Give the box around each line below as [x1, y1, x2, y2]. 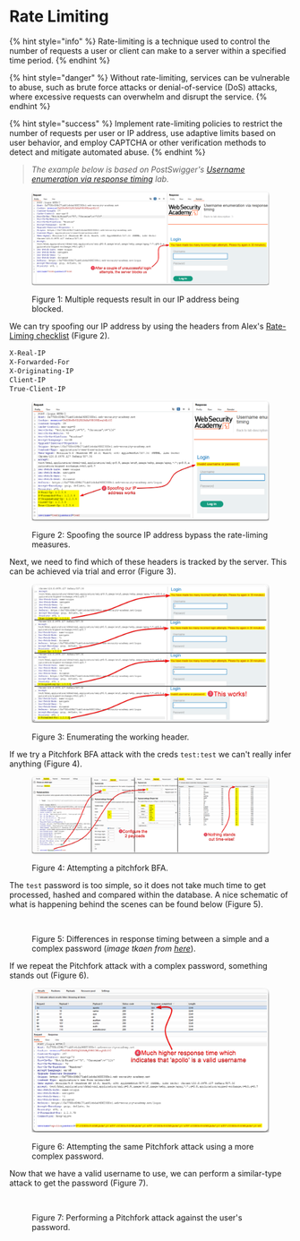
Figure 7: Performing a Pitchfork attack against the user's [31, 1212, 243, 1223]
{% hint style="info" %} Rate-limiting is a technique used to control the [9, 36, 270, 47]
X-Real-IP [9, 348, 47, 357]
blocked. [31, 303, 64, 314]
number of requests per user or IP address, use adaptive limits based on [9, 127, 276, 138]
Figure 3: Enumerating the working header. [31, 732, 190, 742]
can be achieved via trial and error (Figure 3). [9, 566, 176, 577]
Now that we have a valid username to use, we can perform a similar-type [9, 1168, 282, 1179]
